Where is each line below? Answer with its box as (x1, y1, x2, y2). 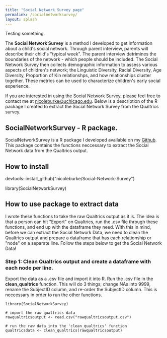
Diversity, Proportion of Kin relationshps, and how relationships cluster (5, 73, 151, 79)
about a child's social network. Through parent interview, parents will (5, 46, 148, 52)
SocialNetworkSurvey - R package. (5, 123, 118, 132)
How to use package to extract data (5, 200, 119, 209)
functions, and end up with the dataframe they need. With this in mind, (5, 224, 151, 230)
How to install (5, 162, 49, 171)
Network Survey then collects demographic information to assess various (5, 61, 157, 68)
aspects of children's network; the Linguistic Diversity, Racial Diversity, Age (5, 67, 162, 73)
